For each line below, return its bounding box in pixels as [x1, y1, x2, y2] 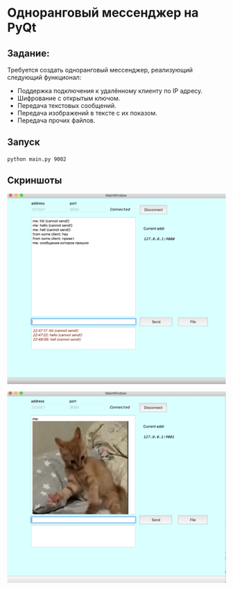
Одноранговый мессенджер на [7, 5, 199, 21]
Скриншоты [7, 175, 62, 186]
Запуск [7, 136, 40, 148]
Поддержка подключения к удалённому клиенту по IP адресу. [17, 87, 203, 95]
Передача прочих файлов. [17, 116, 96, 125]
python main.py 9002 [7, 155, 67, 163]
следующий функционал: [7, 73, 82, 81]
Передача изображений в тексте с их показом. [17, 109, 157, 117]
